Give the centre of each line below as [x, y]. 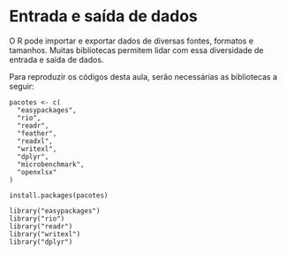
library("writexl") [45, 234]
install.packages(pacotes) [59, 195]
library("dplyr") [41, 242]
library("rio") [37, 219]
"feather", [37, 133]
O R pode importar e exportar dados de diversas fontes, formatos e [132, 41]
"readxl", [35, 141]
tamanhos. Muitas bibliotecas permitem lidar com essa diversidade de [136, 50]
